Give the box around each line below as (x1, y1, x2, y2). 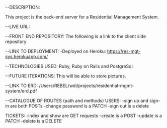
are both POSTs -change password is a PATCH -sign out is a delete (10, 103, 149, 109)
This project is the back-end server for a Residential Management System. (5, 14, 159, 19)
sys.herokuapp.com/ (5, 53, 48, 59)
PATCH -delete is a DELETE (5, 118, 62, 124)
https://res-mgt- (107, 48, 141, 54)
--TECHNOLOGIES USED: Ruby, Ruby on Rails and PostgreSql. (5, 63, 134, 69)
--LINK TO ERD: (5, 82, 38, 88)
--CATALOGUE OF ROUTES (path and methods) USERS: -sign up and (5, 97, 148, 103)
